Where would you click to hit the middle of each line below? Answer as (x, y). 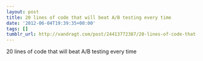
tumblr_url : (21, 34)
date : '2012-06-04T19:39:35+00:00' (51, 23)
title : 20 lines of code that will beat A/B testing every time (89, 18)
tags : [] (17, 29)
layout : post (23, 12)
